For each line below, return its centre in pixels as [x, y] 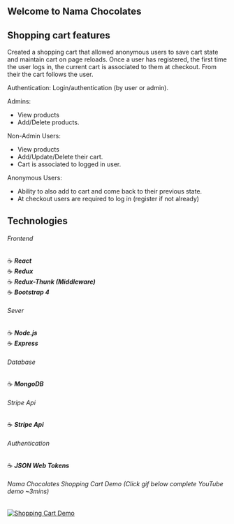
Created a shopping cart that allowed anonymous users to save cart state [113, 52]
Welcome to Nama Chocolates [74, 12]
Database [22, 362]
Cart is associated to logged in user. [69, 164]
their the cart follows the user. [50, 74]
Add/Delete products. [48, 122]
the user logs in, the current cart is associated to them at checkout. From [112, 67]
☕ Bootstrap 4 [29, 292]
